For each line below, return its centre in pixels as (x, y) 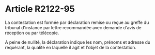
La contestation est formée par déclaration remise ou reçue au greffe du (77, 22)
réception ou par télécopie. (32, 33)
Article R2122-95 (40, 9)
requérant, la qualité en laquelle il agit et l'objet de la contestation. (71, 47)
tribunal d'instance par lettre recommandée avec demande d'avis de (73, 27)
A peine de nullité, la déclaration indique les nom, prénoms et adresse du (78, 42)
